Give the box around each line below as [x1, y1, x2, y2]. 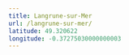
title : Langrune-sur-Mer [8, 11, 92, 20]
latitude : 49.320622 [8, 27, 79, 35]
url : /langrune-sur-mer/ [8, 19, 92, 27]
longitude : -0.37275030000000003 [8, 34, 122, 43]
